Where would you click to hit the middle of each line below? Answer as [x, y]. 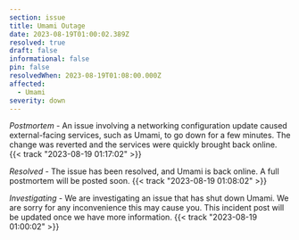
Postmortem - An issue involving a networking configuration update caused [148, 126]
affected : [28, 84]
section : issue [37, 17]
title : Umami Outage [48, 26]
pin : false [29, 68]
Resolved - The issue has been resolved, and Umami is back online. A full [144, 171]
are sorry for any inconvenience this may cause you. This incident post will [147, 208]
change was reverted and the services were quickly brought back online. [143, 145]
